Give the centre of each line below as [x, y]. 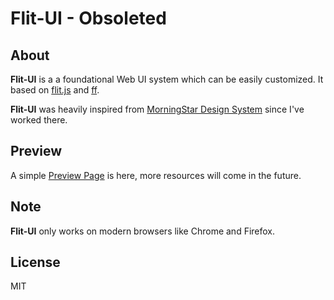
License [35, 262]
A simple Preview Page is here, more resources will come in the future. [156, 175]
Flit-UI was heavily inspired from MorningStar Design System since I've [157, 109]
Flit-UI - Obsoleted [88, 18]
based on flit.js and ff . [55, 90]
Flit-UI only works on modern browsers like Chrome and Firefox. [143, 231]
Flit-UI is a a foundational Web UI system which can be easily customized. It [167, 79]
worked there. [39, 120]
